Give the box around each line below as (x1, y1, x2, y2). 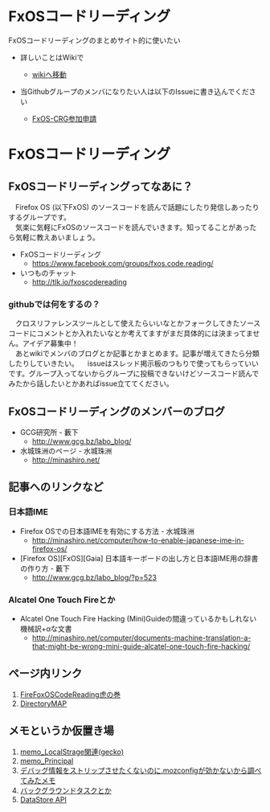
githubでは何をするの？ (8, 298, 100, 310)
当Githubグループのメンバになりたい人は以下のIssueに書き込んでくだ (19, 86, 249, 96)
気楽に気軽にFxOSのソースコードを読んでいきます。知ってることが (14, 222, 236, 232)
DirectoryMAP (19, 699, 67, 708)
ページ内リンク (8, 666, 83, 680)
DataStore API (19, 794, 67, 804)
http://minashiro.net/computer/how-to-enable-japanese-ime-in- (31, 535, 245, 545)
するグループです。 (8, 212, 71, 222)
